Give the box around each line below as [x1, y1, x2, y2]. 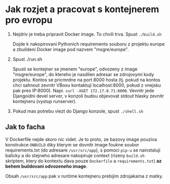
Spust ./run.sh [12, 56, 43, 62]
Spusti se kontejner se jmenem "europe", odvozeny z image [12, 66, 138, 72]
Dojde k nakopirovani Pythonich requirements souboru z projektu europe [12, 41, 165, 47]
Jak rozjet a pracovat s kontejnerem [5, 4, 159, 15]
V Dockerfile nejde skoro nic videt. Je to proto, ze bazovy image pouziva [5, 136, 157, 142]
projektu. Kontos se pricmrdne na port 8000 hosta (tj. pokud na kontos [12, 77, 161, 83]
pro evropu [5, 14, 53, 26]
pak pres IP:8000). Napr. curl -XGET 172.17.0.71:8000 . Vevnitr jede [12, 87, 155, 93]
